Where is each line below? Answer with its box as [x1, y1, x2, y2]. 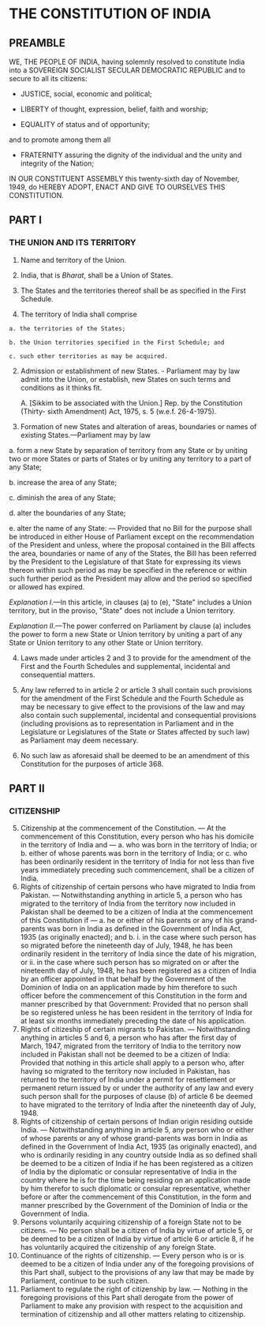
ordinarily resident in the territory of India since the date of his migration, [20, 949, 257, 959]
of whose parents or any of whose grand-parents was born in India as [20, 1134, 248, 1143]
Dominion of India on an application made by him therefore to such [20, 983, 237, 992]
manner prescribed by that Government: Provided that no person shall [20, 1000, 248, 1009]
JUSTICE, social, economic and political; [20, 89, 152, 99]
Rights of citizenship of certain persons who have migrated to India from [20, 882, 256, 892]
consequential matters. [20, 670, 95, 679]
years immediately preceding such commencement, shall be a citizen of [20, 865, 255, 875]
